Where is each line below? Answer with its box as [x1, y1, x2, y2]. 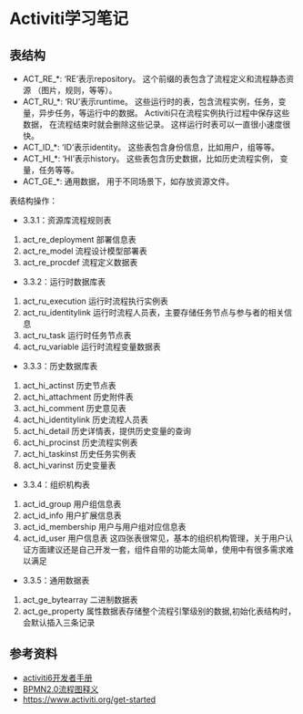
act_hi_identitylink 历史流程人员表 [22, 414, 148, 425]
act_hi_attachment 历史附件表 [22, 391, 134, 402]
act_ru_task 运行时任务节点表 [22, 330, 132, 340]
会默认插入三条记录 [22, 617, 96, 627]
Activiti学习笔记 [9, 8, 129, 29]
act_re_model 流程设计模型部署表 [22, 245, 147, 256]
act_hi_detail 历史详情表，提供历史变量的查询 [22, 426, 192, 436]
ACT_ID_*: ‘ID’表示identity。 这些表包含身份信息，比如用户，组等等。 [22, 142, 280, 152]
